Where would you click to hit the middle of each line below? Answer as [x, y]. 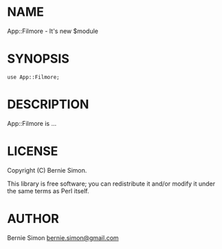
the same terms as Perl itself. [48, 191]
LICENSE [33, 151]
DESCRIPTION [48, 105]
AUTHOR [33, 218]
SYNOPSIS [38, 59]
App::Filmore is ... [32, 123]
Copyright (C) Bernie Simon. [47, 170]
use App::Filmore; [33, 77]
